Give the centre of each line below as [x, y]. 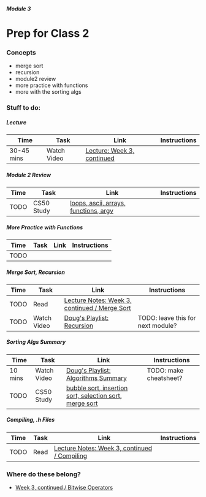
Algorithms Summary [97, 378]
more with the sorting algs [48, 92]
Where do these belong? [44, 474]
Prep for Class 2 [48, 33]
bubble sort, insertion [97, 388]
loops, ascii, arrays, [98, 203]
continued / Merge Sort [97, 308]
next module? [157, 325]
